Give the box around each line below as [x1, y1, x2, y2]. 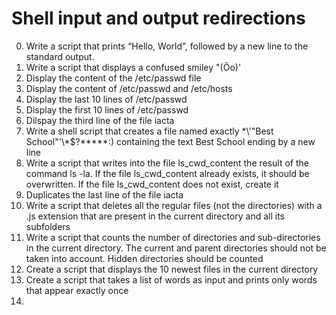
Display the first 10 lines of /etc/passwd [25, 103, 189, 116]
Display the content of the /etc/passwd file [25, 72, 202, 84]
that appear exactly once [25, 284, 129, 296]
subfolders [25, 220, 71, 232]
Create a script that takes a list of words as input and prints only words [25, 273, 318, 286]
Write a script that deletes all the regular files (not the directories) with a [25, 199, 323, 211]
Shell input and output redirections [11, 7, 306, 30]
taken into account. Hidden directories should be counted [25, 252, 264, 264]
